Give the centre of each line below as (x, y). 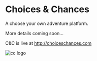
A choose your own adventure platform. (47, 23)
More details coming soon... (34, 33)
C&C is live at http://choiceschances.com (48, 43)
